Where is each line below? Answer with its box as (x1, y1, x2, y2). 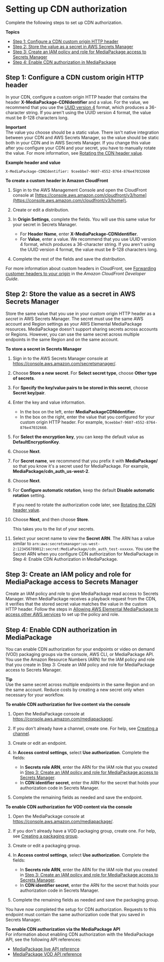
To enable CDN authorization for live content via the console (5, 701, 131, 707)
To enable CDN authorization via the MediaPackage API (5, 926, 121, 932)
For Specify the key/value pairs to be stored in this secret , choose (12, 385, 148, 390)
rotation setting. (12, 492, 46, 498)
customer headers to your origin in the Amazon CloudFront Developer (5, 270, 146, 276)
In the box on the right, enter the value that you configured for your (20, 414, 155, 420)
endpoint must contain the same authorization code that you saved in (5, 912, 145, 918)
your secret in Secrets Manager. (12, 221, 78, 227)
